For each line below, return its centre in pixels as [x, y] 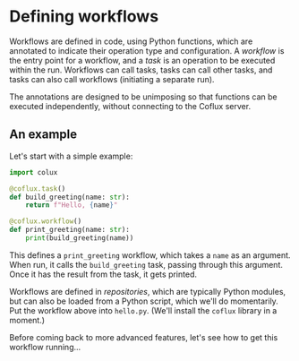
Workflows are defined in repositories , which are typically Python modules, [148, 291]
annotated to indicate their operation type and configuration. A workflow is [147, 50]
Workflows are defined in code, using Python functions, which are [131, 41]
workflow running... [45, 347]
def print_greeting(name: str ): [69, 230]
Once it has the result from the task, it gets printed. [103, 274]
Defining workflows [84, 17]
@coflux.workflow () [46, 221]
